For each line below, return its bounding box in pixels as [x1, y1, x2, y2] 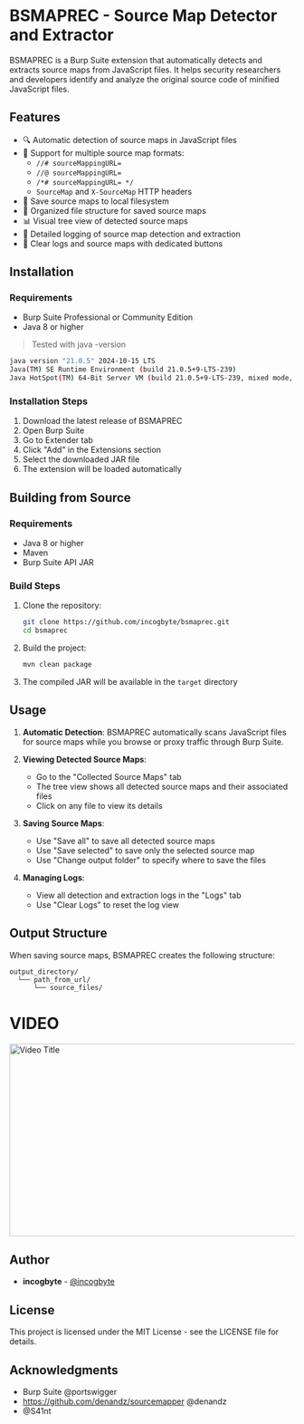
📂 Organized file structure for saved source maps [22, 205, 206, 216]
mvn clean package [22, 660, 92, 669]
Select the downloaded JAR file [22, 454, 140, 465]
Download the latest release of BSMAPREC [22, 416, 183, 427]
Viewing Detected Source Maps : [22, 754, 147, 765]
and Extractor [9, 24, 115, 45]
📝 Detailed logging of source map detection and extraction [22, 228, 242, 239]
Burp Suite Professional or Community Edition [22, 312, 194, 322]
